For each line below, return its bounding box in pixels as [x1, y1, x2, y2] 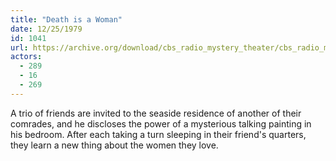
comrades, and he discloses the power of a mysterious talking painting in [10, 117, 312, 130]
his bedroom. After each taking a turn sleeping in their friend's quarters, [10, 128, 307, 140]
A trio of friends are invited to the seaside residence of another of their [10, 107, 302, 119]
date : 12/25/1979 [10, 24, 83, 34]
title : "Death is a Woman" [10, 14, 123, 25]
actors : [10, 52, 43, 62]
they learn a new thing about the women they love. [10, 139, 219, 151]
